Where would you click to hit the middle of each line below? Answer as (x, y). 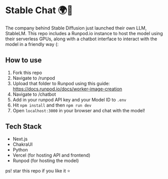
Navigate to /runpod (34, 78)
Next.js (20, 139)
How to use (23, 60)
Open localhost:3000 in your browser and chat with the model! (79, 110)
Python (20, 149)
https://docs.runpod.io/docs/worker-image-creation (67, 89)
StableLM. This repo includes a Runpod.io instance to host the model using (84, 33)
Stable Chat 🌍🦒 (39, 10)
